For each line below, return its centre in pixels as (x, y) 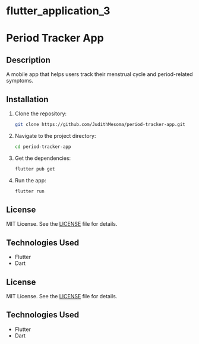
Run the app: (30, 180)
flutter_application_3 (58, 11)
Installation (27, 99)
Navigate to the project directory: (55, 135)
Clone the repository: (41, 113)
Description (28, 60)
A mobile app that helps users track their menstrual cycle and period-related (99, 74)
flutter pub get (35, 169)
